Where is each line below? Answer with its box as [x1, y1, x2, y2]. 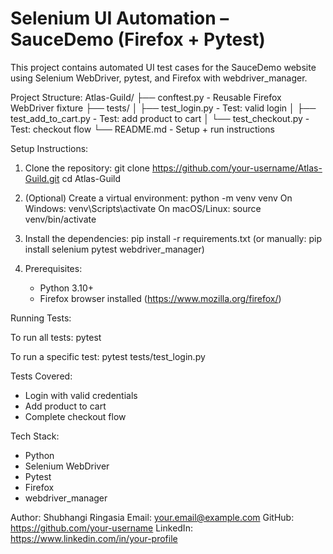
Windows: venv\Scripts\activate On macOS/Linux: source [24, 202, 262, 214]
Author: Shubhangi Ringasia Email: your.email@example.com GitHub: [10, 511, 295, 523]
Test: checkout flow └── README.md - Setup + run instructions [10, 123, 275, 135]
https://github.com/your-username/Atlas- [151, 162, 323, 174]
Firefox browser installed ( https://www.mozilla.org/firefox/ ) [39, 292, 282, 304]
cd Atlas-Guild [61, 172, 122, 184]
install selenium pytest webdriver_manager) [24, 243, 205, 255]
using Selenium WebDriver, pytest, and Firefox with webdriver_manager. [10, 72, 308, 84]
